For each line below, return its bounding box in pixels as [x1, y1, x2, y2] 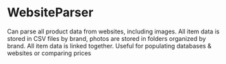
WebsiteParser [7, 5, 94, 20]
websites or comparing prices [7, 49, 91, 57]
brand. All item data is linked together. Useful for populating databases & [7, 42, 212, 50]
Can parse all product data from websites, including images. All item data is [7, 27, 220, 35]
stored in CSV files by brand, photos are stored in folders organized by [7, 34, 207, 42]
